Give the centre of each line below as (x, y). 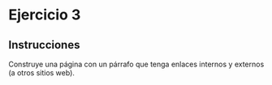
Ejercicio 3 (45, 15)
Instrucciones (44, 45)
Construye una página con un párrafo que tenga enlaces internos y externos (136, 64)
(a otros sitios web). (42, 73)
